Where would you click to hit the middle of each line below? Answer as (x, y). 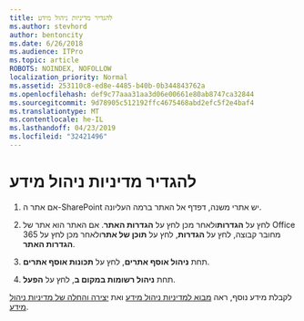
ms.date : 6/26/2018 (46, 43)
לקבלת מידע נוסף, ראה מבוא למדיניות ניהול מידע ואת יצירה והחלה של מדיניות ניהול (151, 296)
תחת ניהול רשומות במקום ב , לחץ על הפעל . (99, 279)
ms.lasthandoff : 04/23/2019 (63, 129)
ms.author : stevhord (49, 26)
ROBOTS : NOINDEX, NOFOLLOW (61, 69)
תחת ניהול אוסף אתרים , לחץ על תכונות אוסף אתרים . (116, 262)
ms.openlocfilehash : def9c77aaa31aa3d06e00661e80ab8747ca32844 (132, 94)
